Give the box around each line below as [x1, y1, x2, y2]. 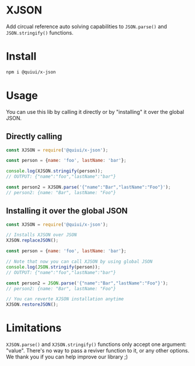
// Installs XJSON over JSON [6, 232, 77, 238]
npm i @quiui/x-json [6, 69, 57, 75]
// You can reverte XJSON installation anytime [6, 296, 124, 302]
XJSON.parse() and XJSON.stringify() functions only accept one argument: [6, 341, 187, 348]
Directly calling [6, 131, 62, 141]
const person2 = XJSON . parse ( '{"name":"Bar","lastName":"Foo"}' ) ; [6, 184, 171, 190]
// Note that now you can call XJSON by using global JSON [6, 259, 153, 265]
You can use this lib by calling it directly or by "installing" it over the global [6, 108, 184, 115]
